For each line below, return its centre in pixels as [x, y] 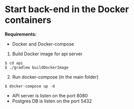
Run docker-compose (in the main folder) [55, 77]
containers [28, 20]
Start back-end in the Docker [67, 9]
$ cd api [14, 63]
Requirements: [21, 34]
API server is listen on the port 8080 [50, 95]
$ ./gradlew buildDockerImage [37, 67]
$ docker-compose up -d [30, 86]
